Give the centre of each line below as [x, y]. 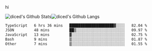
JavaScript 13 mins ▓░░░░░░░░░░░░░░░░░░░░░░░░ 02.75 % [76, 35]
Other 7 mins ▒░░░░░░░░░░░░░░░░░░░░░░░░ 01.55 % [76, 44]
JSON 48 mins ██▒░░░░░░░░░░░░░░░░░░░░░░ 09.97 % [76, 30]
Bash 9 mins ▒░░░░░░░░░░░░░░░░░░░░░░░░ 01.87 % [76, 39]
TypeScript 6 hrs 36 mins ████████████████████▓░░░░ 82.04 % [76, 25]
